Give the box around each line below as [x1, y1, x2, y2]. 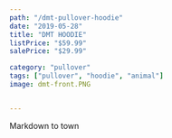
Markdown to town [9, 120, 80, 131]
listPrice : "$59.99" [9, 38, 88, 48]
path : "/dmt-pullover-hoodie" [9, 13, 124, 23]
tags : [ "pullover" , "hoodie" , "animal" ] [9, 71, 165, 81]
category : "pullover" [9, 63, 91, 72]
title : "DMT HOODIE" [9, 30, 88, 39]
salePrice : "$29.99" [9, 47, 88, 56]
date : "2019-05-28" [9, 22, 83, 31]
